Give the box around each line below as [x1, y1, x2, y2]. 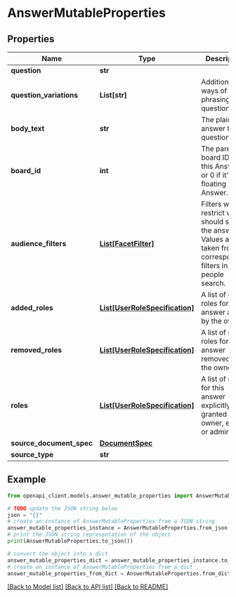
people [201, 269, 225, 279]
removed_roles [11, 345, 62, 354]
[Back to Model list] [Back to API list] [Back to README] [7, 582, 169, 591]
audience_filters [11, 239, 67, 248]
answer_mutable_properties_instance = [7, 525, 121, 532]
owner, [201, 418, 224, 428]
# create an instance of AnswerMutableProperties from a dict [7, 563, 193, 570]
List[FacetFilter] [99, 239, 155, 248]
